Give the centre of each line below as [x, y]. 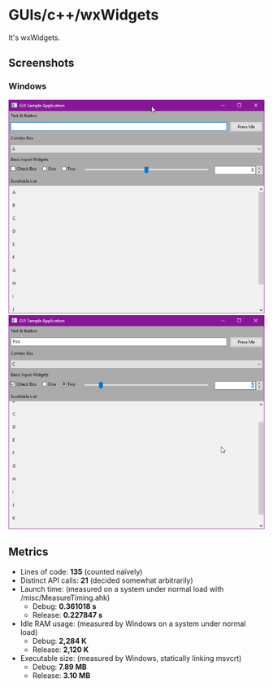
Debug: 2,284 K [59, 641]
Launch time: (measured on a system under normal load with [122, 589]
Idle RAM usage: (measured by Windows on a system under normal [133, 624]
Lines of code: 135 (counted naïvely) [81, 571]
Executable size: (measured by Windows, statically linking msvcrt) [131, 658]
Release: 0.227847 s [67, 615]
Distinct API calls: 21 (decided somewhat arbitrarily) [106, 580]
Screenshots [41, 63]
